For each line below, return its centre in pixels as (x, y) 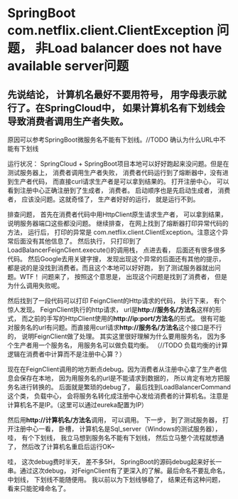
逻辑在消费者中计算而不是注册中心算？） (66, 354)
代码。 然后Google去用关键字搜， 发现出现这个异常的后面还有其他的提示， (116, 259)
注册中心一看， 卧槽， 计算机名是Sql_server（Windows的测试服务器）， (117, 429)
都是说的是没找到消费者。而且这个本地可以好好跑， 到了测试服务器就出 (111, 268)
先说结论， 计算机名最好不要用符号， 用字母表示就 (117, 94)
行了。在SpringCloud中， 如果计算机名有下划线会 (117, 108)
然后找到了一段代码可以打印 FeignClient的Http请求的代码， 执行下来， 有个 (117, 301)
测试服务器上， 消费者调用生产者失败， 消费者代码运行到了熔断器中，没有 (115, 173)
